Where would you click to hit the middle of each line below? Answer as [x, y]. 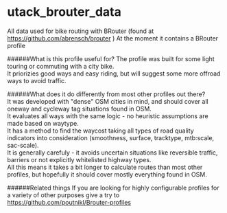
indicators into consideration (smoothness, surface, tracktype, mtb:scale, [111, 137]
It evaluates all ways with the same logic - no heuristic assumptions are [108, 116]
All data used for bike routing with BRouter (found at [81, 31]
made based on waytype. [43, 123]
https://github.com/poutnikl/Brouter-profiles [69, 202]
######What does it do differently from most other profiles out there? [106, 94]
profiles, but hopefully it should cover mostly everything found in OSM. [107, 174]
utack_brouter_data [64, 12]
